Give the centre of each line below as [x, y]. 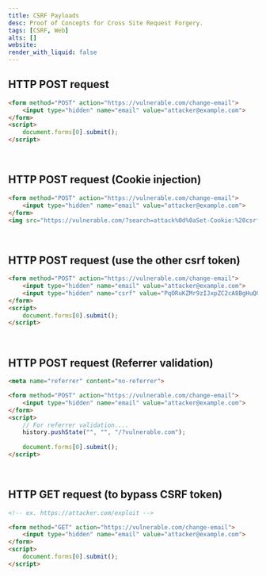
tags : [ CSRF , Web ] [38, 30]
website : [23, 45]
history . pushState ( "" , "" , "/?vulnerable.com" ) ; [104, 432]
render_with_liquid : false [53, 52]
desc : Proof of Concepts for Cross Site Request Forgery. [106, 23]
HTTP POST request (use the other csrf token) [124, 260]
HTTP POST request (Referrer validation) [111, 363]
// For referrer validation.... [76, 425]
